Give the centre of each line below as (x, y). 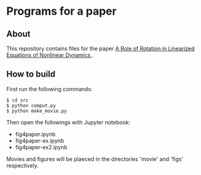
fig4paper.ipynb (36, 134)
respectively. (22, 165)
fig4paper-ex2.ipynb (41, 147)
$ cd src (17, 100)
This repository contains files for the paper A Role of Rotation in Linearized (100, 48)
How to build (31, 74)
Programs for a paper (62, 11)
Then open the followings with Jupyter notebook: (68, 122)
